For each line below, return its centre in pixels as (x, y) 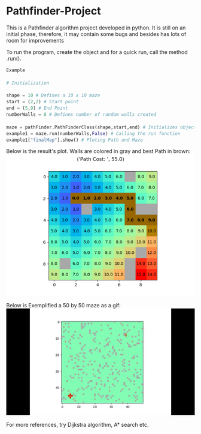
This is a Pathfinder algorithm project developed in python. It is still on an (96, 28)
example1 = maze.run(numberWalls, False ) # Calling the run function (93, 133)
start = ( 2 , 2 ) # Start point (42, 102)
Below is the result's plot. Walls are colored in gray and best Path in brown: (98, 151)
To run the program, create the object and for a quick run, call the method (97, 52)
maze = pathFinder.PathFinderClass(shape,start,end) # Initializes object (101, 127)
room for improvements (35, 40)
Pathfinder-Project (54, 11)
